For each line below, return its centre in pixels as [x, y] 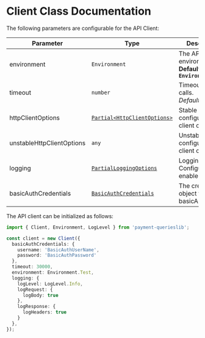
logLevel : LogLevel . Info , [50, 284]
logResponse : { [37, 307]
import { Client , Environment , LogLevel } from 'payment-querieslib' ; [98, 227]
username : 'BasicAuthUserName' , [58, 250]
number [101, 92]
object [188, 193]
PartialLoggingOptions [124, 168]
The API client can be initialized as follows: [60, 216]
